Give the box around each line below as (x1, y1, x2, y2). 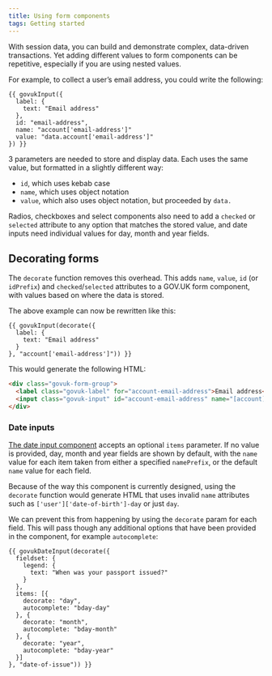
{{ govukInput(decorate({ (8, 321, 96, 330)
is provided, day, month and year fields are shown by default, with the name (8, 449, 257, 458)
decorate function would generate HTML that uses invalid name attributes (8, 491, 250, 500)
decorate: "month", (23, 619, 89, 627)
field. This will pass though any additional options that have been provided (8, 523, 257, 533)
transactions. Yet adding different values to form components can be (8, 50, 238, 60)
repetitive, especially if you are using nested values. (8, 58, 182, 69)
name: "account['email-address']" (15, 125, 132, 134)
